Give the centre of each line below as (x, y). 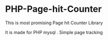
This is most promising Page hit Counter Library (54, 23)
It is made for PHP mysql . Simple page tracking (54, 32)
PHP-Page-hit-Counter (54, 9)
